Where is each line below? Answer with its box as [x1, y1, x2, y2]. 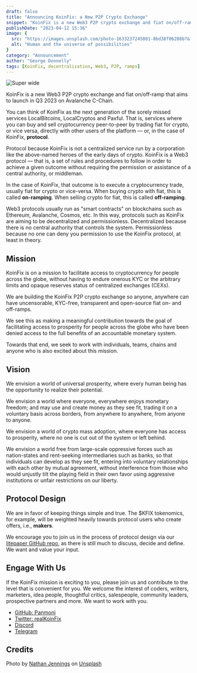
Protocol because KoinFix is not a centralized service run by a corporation [6, 145, 185, 152]
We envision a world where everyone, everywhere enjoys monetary [6, 398, 169, 405]
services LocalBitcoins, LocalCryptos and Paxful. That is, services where [6, 115, 182, 122]
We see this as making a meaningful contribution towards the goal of [6, 317, 172, 324]
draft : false [6, 8, 38, 15]
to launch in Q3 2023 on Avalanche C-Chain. [6, 97, 114, 104]
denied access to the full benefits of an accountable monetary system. [6, 330, 177, 337]
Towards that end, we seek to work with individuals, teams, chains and [6, 341, 177, 348]
